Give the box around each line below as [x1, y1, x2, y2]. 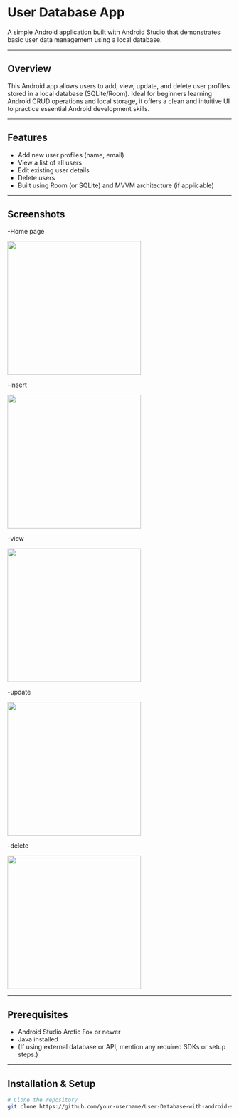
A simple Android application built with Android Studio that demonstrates [7, 28, 221, 36]
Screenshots [7, 208, 65, 220]
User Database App [7, 4, 125, 21]
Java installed [17, 1035, 59, 1044]
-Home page [7, 227, 45, 236]
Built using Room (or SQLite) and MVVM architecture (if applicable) [17, 181, 215, 189]
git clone [7, 1103, 37, 1110]
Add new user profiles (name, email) [17, 150, 124, 159]
